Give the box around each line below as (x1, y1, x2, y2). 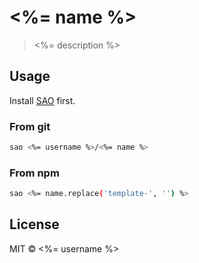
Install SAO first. (9, 94, 76, 106)
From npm (9, 166, 60, 180)
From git (9, 119, 51, 133)
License (9, 216, 60, 233)
